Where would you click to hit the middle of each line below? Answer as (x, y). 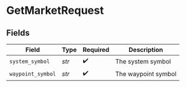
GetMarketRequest (55, 11)
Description (146, 50)
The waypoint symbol (146, 74)
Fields (18, 33)
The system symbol (143, 61)
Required (96, 50)
